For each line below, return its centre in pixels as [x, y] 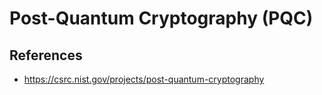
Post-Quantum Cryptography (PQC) [161, 18]
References [46, 55]
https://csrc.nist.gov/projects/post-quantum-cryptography [144, 79]
